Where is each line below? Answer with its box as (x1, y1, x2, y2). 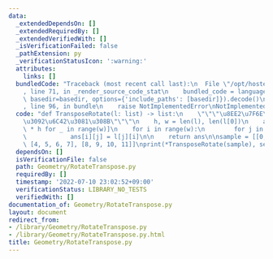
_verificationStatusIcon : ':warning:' (15, 58, 148, 66)
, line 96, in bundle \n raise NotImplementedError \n (23, 102, 217, 110)
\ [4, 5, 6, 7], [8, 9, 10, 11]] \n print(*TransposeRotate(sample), (23, 140, 256, 149)
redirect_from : (8, 216, 60, 224)
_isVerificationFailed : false (15, 42, 118, 50)
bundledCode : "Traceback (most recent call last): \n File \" (15, 80, 231, 88)
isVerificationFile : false (15, 155, 107, 163)
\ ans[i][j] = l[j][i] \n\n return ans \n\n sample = (23, 132, 249, 140)
